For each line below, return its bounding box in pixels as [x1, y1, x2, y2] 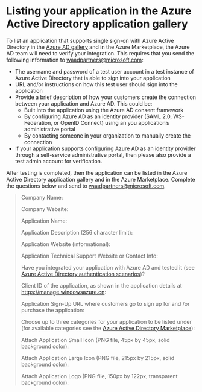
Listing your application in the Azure [6, 4, 192, 18]
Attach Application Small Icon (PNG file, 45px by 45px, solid [21, 336, 170, 343]
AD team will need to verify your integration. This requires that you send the [6, 49, 195, 57]
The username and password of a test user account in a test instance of [14, 68, 194, 75]
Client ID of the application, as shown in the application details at [21, 282, 182, 289]
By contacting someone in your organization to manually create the [24, 131, 191, 139]
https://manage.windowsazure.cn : [21, 288, 107, 296]
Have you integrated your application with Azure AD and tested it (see [21, 264, 195, 271]
